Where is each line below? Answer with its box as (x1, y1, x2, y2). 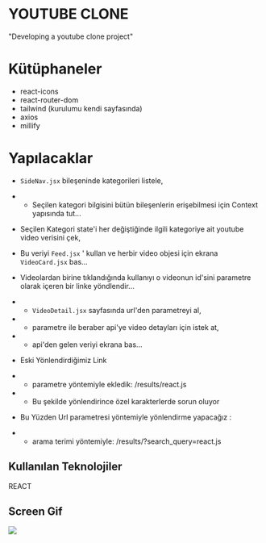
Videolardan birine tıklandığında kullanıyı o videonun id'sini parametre (19, 272, 251, 282)
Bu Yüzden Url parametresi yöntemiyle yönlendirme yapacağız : (19, 412, 232, 422)
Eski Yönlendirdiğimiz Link (19, 355, 107, 365)
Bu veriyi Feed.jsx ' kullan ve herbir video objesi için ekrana (19, 248, 218, 258)
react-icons (19, 86, 59, 96)
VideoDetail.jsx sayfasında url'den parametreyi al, (31, 305, 202, 315)
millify (19, 120, 40, 130)
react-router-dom (19, 94, 79, 105)
